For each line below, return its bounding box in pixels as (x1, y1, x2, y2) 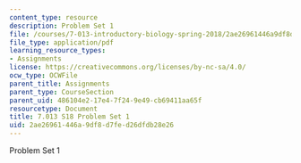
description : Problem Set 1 (9, 21, 115, 30)
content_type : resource (9, 12, 99, 22)
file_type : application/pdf (9, 37, 115, 47)
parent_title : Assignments (9, 79, 110, 88)
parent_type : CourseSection (9, 87, 115, 96)
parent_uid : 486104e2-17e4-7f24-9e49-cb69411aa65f (9, 95, 202, 105)
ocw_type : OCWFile (9, 71, 78, 80)
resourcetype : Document (9, 104, 99, 113)
